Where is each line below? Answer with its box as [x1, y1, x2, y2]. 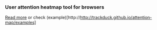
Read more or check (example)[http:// [5, 15, 80, 20]
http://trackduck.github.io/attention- [79, 15, 152, 20]
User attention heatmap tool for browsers [5, 4, 105, 10]
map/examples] [5, 20, 36, 25]
